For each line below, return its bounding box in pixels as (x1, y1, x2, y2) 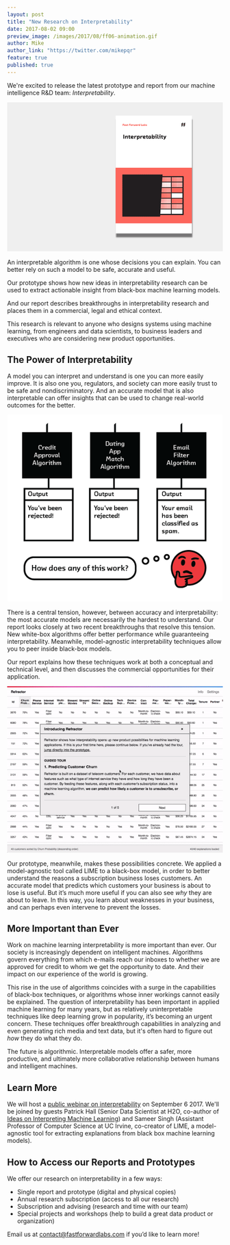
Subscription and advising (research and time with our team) (16, 1202, 188, 1210)
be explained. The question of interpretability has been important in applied (7, 998, 220, 1006)
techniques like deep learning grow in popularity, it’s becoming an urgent (7, 1012, 213, 1020)
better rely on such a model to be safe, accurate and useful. (7, 265, 176, 273)
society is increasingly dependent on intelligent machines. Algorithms (7, 948, 203, 957)
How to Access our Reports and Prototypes (7, 1156, 195, 1168)
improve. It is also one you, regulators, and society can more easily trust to (7, 379, 218, 388)
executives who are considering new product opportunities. (7, 334, 175, 342)
